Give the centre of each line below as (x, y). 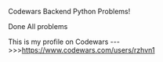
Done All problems (38, 26)
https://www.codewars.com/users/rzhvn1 (88, 50)
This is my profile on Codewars (58, 42)
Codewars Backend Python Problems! (69, 11)
